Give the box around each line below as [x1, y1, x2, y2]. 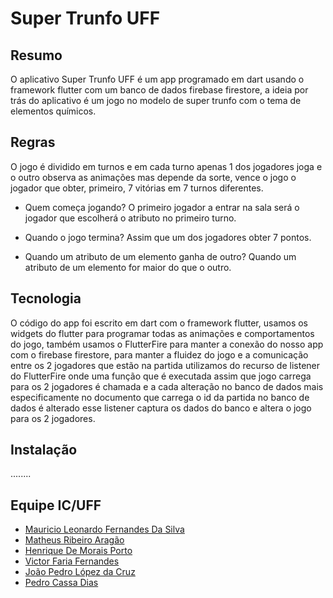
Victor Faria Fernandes [24, 555, 120, 567]
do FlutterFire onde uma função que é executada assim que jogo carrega [10, 370, 312, 382]
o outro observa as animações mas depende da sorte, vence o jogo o [10, 171, 297, 183]
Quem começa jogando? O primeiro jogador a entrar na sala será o [24, 201, 300, 213]
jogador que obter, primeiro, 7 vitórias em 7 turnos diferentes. [10, 182, 264, 194]
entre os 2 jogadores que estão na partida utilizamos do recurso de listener [10, 359, 321, 371]
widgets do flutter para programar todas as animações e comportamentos [10, 327, 315, 339]
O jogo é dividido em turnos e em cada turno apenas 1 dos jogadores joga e [10, 160, 323, 172]
